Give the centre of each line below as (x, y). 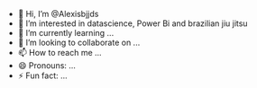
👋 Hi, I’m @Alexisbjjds (58, 14)
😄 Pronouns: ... (47, 66)
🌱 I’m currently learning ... (66, 33)
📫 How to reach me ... (60, 53)
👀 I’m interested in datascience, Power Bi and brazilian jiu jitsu (133, 23)
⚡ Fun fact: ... (42, 75)
